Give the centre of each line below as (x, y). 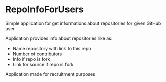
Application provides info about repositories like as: (59, 38)
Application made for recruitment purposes (50, 74)
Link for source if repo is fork (43, 64)
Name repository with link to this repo (52, 48)
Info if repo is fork (31, 59)
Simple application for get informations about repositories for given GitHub (83, 23)
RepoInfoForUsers (44, 9)
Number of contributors (37, 54)
